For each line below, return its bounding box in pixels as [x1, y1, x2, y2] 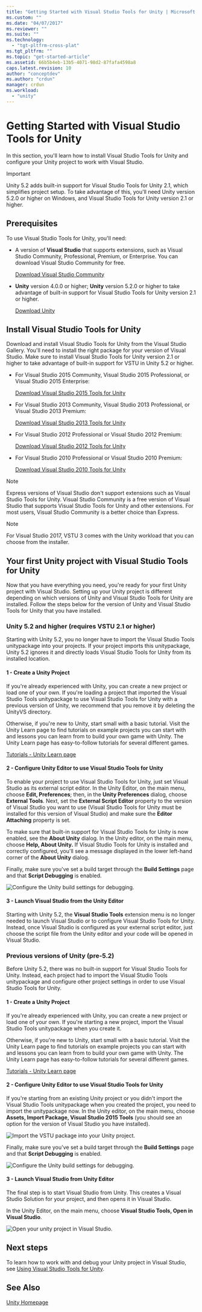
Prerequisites [6, 219, 58, 229]
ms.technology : [6, 37, 45, 43]
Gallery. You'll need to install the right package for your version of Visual [6, 347, 186, 354]
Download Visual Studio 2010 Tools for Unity [14, 466, 126, 473]
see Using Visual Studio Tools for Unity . [6, 1265, 104, 1272]
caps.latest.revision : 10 [6, 65, 71, 71]
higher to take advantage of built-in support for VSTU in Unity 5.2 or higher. [6, 360, 194, 367]
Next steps [6, 1243, 48, 1253]
